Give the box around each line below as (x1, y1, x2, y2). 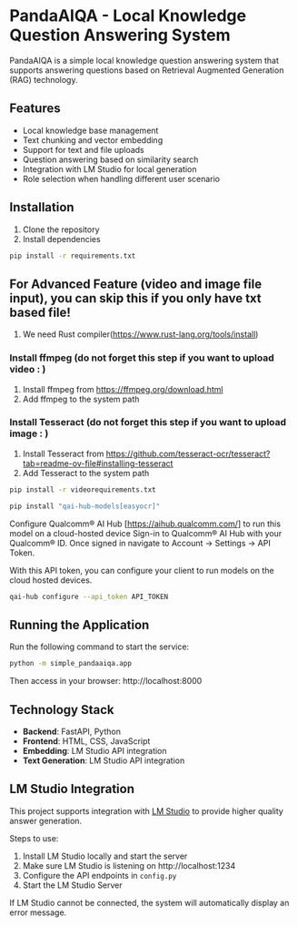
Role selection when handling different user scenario (22, 173, 221, 184)
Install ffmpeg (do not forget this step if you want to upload (9, 351, 274, 364)
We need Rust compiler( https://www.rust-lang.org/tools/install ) (22, 329, 259, 340)
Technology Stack (9, 702, 114, 718)
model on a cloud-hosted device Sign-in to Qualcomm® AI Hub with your (9, 527, 283, 538)
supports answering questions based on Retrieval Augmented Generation (9, 65, 284, 76)
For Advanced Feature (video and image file (9, 276, 262, 291)
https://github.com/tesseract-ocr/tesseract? (105, 448, 271, 459)
